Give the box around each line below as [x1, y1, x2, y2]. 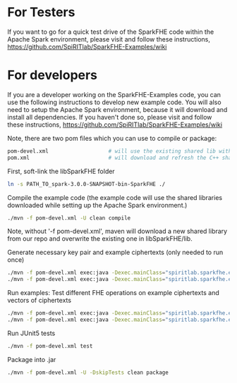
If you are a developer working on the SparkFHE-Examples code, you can [7, 90, 221, 99]
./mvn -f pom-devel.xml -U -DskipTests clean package [7, 369, 169, 376]
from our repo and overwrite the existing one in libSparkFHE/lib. [7, 234, 193, 243]
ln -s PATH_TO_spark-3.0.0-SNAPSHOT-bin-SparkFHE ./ [7, 180, 166, 187]
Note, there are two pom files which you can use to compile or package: [7, 134, 217, 142]
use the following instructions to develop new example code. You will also [7, 98, 221, 106]
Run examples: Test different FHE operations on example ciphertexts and [7, 289, 220, 297]
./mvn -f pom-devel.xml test [7, 342, 93, 349]
